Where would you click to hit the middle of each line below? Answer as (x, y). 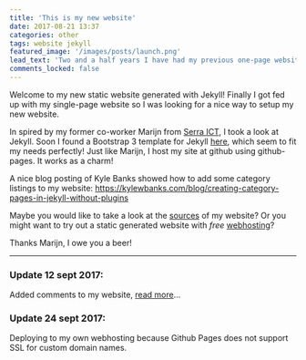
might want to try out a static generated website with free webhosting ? (142, 225)
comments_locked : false (55, 69)
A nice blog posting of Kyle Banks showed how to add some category (140, 178)
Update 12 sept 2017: (56, 274)
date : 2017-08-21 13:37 (55, 26)
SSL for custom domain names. (68, 348)
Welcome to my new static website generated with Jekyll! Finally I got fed (147, 94)
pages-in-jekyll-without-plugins (69, 198)
